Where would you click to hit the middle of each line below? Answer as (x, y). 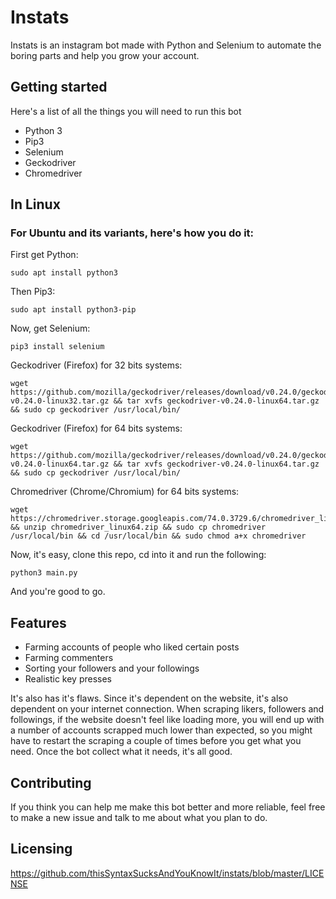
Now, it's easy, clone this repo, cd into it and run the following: (138, 555)
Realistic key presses (68, 679)
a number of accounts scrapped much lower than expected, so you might (161, 730)
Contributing (51, 782)
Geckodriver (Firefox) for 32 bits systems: (96, 365)
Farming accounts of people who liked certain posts (132, 647)
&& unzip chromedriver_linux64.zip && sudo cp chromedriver (138, 527)
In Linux (35, 204)
